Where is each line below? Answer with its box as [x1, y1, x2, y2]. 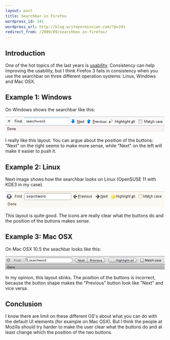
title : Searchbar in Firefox [5, 13, 67, 19]
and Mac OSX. [5, 78, 35, 84]
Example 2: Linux [5, 162, 61, 172]
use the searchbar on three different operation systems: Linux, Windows [5, 73, 156, 79]
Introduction [5, 49, 46, 58]
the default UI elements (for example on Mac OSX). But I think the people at [5, 319, 162, 325]
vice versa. [5, 285, 28, 291]
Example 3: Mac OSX [5, 233, 73, 241]
